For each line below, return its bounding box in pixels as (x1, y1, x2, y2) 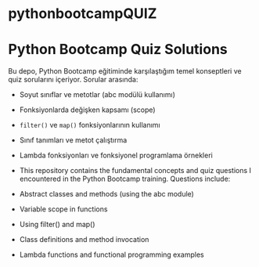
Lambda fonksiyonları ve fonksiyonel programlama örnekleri (19, 150, 213, 161)
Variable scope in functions (19, 204, 108, 214)
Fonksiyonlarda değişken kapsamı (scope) (19, 105, 156, 114)
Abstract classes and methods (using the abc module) (19, 189, 194, 199)
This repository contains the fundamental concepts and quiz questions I (19, 166, 252, 175)
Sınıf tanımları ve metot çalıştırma (19, 135, 128, 145)
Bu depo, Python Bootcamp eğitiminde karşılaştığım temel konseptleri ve (8, 67, 242, 76)
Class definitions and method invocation (19, 235, 149, 244)
